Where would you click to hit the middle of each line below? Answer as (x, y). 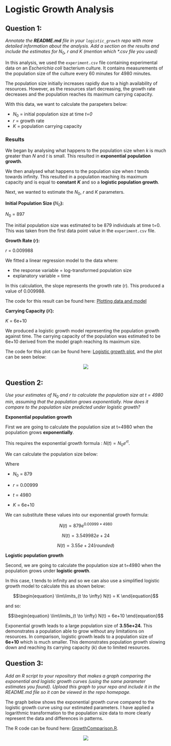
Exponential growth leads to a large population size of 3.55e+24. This (79, 625)
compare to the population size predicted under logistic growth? (73, 407)
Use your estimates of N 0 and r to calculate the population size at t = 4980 (84, 396)
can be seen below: (26, 357)
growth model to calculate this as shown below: (55, 586)
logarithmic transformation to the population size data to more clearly (78, 713)
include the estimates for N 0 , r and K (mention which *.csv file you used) (81, 52)
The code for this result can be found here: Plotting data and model (76, 301)
